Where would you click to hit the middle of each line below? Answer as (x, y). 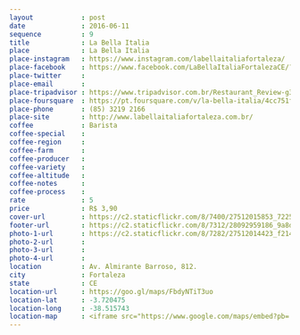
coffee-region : (48, 142)
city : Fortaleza (67, 275)
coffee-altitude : (48, 175)
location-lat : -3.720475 (67, 300)
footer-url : (48, 225)
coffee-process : (48, 192)
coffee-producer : (48, 159)
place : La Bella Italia (79, 51)
